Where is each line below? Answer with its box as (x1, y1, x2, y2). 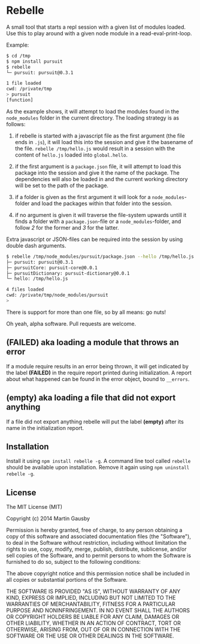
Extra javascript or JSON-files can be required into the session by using (6, 236, 183, 243)
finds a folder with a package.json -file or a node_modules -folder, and (14, 218, 181, 225)
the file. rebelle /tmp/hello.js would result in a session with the (14, 145, 175, 152)
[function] (6, 97, 34, 103)
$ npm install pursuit (6, 58, 63, 65)
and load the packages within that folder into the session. (31, 200, 172, 207)
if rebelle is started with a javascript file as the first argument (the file (14, 132, 185, 139)
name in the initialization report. (6, 424, 84, 431)
